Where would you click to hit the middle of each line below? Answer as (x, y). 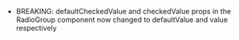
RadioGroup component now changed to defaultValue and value (122, 20)
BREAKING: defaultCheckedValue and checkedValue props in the (123, 11)
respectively (36, 28)
